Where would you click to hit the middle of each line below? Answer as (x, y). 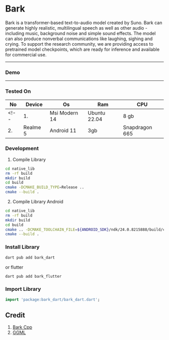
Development (22, 149)
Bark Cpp (22, 327)
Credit (15, 315)
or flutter (14, 267)
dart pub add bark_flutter (33, 276)
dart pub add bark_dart (30, 257)
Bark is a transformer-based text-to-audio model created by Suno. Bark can (84, 23)
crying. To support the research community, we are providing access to (79, 44)
